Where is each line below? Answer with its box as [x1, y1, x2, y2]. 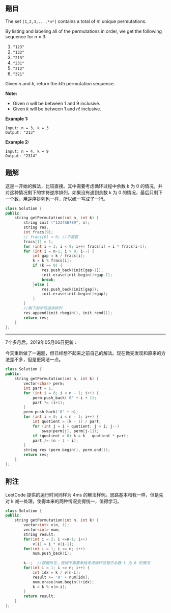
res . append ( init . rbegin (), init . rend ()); [23, 310, 113, 315]
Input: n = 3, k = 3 [5, 125, 49, 131]
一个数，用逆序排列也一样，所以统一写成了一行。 [5, 196, 108, 202]
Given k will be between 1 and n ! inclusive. [12, 106, 102, 112]
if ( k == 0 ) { [32, 263, 63, 268]
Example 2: [5, 139, 30, 145]
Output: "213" [5, 130, 36, 135]
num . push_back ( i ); [32, 551, 72, 556]
